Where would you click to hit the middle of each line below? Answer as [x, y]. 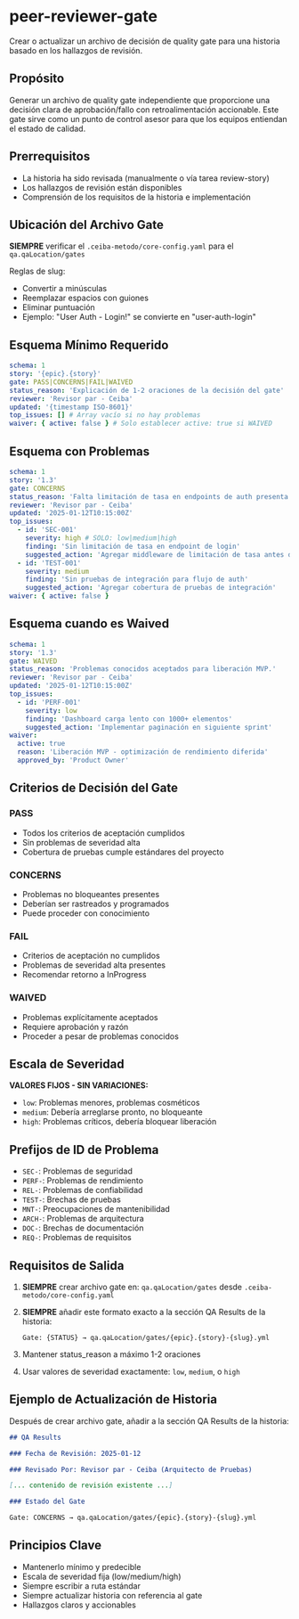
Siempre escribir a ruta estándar [81, 1586]
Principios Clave [56, 1545]
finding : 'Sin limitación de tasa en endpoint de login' [133, 546]
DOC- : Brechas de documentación [83, 1228]
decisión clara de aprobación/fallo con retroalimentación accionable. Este [144, 110]
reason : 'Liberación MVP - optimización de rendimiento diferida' [143, 752]
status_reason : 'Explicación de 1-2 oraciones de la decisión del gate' [147, 390]
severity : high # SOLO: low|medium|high [101, 538]
